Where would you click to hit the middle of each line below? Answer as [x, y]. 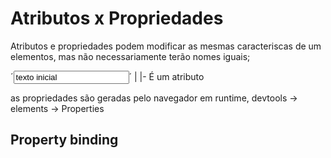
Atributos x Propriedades [117, 18]
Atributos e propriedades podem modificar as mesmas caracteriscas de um [166, 46]
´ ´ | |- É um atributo [107, 76]
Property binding [64, 140]
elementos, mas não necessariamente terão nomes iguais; [130, 56]
